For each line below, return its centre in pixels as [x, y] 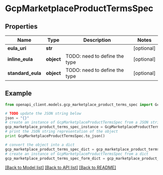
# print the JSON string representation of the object [62, 132]
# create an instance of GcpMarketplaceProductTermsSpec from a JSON [77, 122]
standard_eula [24, 73]
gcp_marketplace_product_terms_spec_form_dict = [55, 158]
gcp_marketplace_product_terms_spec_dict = [50, 149]
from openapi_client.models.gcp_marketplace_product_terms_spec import [79, 105]
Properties [21, 26]
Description [97, 40]
